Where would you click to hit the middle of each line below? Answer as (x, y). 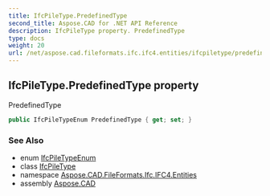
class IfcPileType (48, 166)
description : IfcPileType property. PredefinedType (96, 31)
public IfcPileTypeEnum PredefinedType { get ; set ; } (100, 120)
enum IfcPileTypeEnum (58, 157)
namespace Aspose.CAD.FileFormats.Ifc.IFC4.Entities (108, 174)
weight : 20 (27, 46)
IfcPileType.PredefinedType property (104, 86)
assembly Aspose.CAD (58, 183)
